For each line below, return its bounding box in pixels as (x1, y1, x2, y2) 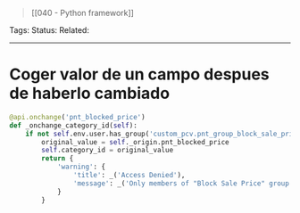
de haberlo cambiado (9, 84, 171, 103)
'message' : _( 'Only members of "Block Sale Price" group (72, 178, 290, 188)
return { (41, 154, 74, 163)
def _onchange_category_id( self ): (9, 120, 138, 130)
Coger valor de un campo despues (9, 64, 270, 85)
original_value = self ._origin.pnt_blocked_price (41, 137, 229, 146)
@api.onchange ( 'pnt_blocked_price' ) (9, 112, 146, 121)
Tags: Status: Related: (9, 25, 89, 35)
